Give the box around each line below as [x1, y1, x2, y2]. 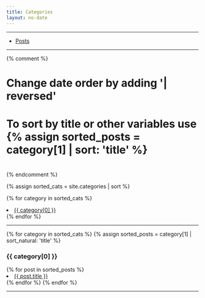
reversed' [6, 89, 57, 103]
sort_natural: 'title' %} [6, 237, 61, 244]
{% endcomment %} [6, 171, 58, 178]
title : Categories [6, 9, 53, 15]
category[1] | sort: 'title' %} [6, 143, 148, 156]
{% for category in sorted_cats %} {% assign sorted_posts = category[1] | [6, 230, 192, 238]
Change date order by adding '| [6, 76, 168, 90]
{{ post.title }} [14, 272, 48, 280]
